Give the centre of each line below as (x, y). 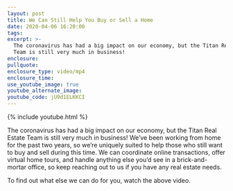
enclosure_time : (31, 78)
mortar (17, 167)
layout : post (26, 13)
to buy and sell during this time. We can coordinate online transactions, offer (116, 152)
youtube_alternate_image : (44, 91)
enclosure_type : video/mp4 (46, 71)
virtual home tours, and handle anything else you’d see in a (91, 160)
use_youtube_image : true (43, 84)
